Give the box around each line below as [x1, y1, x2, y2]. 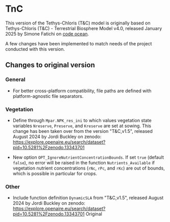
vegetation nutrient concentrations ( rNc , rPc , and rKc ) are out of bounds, [12, 165, 165, 171]
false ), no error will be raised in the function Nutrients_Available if [12, 159, 155, 165]
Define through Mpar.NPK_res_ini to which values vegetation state [12, 117, 152, 123]
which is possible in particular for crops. [12, 170, 98, 176]
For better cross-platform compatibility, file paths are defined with [12, 88, 152, 94]
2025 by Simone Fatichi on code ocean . [5, 31, 89, 37]
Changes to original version [5, 61, 95, 69]
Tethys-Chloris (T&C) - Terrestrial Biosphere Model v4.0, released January [5, 25, 162, 31]
